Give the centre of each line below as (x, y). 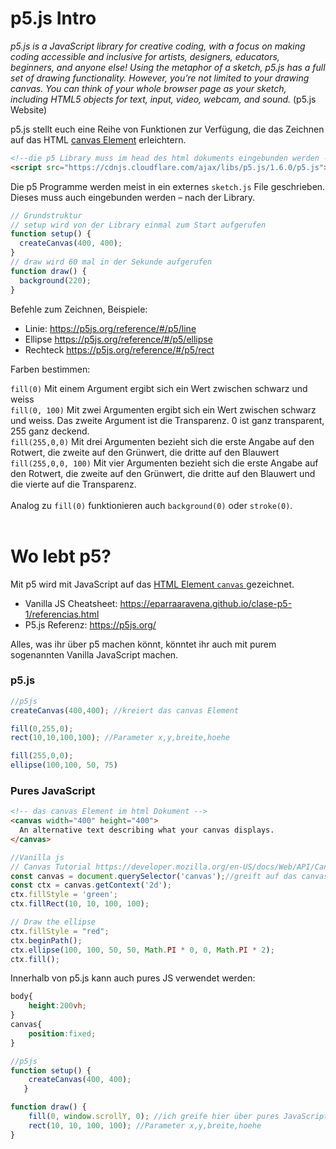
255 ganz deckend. (50, 431)
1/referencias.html (62, 614)
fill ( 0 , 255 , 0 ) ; (42, 728)
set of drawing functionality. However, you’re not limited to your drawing (160, 78)
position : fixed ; (62, 1033)
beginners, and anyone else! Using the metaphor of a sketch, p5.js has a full (168, 67)
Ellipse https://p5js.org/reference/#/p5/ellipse (118, 339)
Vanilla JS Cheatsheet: (71, 603)
